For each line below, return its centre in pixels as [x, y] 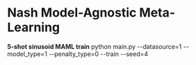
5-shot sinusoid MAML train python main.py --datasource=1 [95, 46]
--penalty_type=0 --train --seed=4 [98, 54]
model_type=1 [27, 54]
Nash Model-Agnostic [72, 13]
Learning [34, 27]
